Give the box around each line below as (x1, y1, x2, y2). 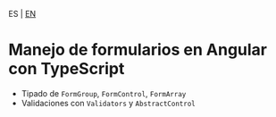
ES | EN (8, 9, 37, 19)
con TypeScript (8, 59, 125, 79)
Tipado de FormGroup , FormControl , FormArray (21, 88, 187, 98)
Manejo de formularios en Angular (8, 40, 267, 60)
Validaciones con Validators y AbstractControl (21, 97, 196, 108)
